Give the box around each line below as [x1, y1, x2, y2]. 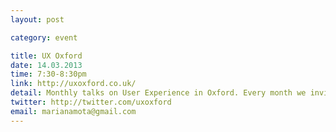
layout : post [10, 14, 65, 25]
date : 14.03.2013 [10, 60, 83, 70]
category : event [10, 32, 78, 43]
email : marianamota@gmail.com [10, 106, 137, 116]
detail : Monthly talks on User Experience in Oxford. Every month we [10, 88, 307, 98]
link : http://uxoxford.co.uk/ [10, 79, 137, 89]
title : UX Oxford [10, 51, 83, 61]
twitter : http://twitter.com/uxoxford [10, 97, 172, 107]
